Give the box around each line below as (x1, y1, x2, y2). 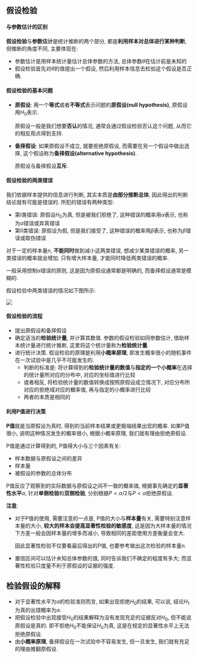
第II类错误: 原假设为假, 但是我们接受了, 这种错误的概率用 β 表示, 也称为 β (14, 227, 186, 234)
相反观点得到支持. (20, 130, 63, 137)
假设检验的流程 (6, 312, 43, 320)
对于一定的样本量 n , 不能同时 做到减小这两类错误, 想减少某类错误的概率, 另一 (6, 247, 189, 254)
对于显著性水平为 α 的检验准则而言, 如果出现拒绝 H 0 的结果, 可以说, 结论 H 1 (14, 598, 190, 607)
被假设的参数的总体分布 (14, 470, 72, 476)
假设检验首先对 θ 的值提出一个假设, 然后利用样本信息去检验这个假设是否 (14, 64, 187, 72)
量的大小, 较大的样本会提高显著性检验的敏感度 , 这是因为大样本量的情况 (20, 522, 192, 529)
